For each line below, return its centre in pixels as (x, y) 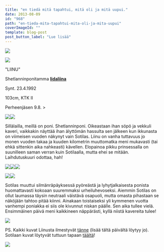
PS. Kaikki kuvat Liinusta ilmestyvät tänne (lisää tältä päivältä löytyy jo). (77, 230)
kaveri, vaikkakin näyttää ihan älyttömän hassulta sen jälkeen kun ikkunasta (81, 131)
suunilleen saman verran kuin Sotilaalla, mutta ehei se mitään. (67, 152)
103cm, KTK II (19, 98)
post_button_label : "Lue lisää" (38, 37)
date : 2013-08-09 (23, 14)
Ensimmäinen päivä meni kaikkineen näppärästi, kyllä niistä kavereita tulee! (81, 211)
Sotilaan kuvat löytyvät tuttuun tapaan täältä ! (50, 235)
